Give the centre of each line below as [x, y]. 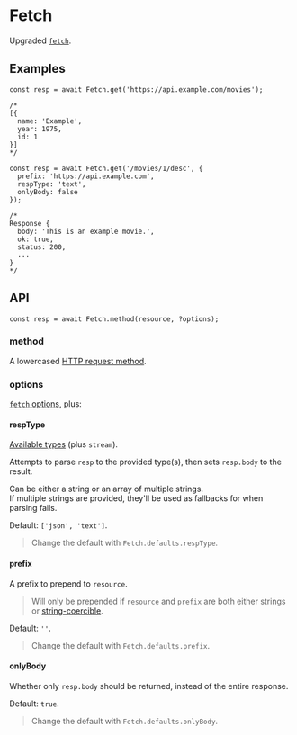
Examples [37, 69]
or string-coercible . [67, 610]
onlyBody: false [48, 192]
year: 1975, [40, 129]
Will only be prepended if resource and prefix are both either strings [158, 601]
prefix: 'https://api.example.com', [86, 176]
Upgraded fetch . [40, 40]
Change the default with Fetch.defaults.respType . [125, 543]
